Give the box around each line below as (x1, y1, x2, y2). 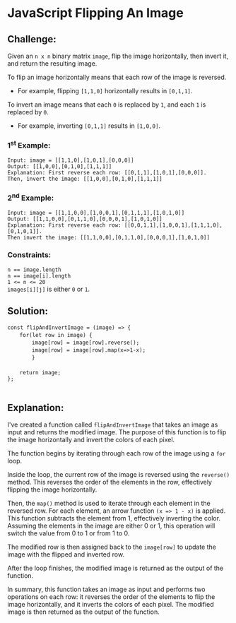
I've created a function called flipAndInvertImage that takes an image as (7, 420, 218, 429)
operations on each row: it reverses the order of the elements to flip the (7, 593, 216, 601)
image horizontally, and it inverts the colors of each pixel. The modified (7, 600, 214, 609)
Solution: (7, 305, 48, 317)
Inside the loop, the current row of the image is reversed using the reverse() (7, 470, 230, 479)
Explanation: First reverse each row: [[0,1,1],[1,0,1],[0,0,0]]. (7, 169, 207, 176)
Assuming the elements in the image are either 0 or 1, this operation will (7, 521, 216, 530)
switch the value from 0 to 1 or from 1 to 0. (7, 529, 130, 538)
